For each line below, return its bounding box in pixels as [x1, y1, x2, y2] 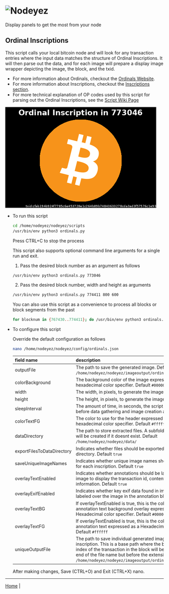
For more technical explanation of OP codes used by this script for [12, 91, 150, 98]
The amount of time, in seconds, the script [75, 403, 163, 409]
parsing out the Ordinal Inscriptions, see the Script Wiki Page [12, 97, 139, 103]
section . [12, 86, 30, 92]
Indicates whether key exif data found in [75, 488, 159, 494]
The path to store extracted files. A [75, 428, 147, 434]
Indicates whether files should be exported [75, 445, 164, 451]
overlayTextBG [15, 505, 45, 511]
